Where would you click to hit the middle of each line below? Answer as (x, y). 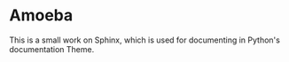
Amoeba (41, 15)
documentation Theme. (52, 49)
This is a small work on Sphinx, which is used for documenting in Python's (145, 40)
